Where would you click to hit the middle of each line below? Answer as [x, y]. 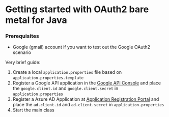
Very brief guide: [23, 63]
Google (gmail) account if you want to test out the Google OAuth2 [81, 47]
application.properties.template [48, 78]
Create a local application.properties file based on [67, 72]
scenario [22, 52]
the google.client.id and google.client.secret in [65, 89]
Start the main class [34, 110]
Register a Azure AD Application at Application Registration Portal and [86, 99]
